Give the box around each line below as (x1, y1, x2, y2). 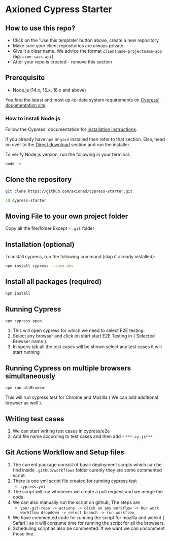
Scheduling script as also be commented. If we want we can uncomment (12, 525, 165, 531)
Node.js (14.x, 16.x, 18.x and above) (12, 87, 86, 93)
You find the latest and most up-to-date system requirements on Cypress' (5, 96, 160, 103)
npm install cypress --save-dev (5, 263, 74, 268)
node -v (5, 161, 22, 166)
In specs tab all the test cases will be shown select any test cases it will (12, 344, 162, 350)
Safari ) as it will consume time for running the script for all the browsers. (12, 520, 165, 526)
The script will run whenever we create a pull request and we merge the (12, 488, 163, 494)
